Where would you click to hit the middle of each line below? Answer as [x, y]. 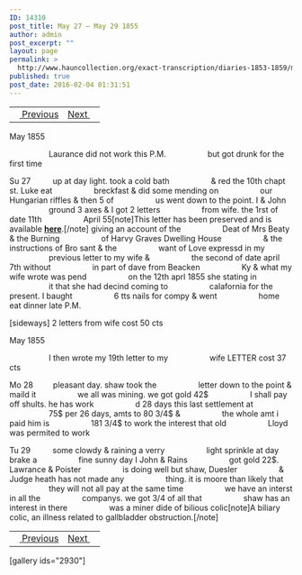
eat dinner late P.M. [45, 305]
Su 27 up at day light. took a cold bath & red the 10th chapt [147, 180]
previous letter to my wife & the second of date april [164, 257]
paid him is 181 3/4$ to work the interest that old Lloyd [149, 423]
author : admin [36, 34]
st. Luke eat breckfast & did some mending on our [141, 190]
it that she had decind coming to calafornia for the [161, 286]
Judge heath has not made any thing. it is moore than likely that [147, 479]
